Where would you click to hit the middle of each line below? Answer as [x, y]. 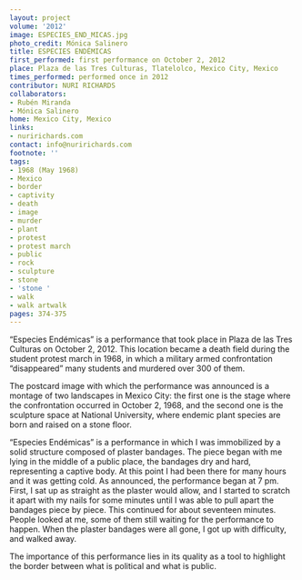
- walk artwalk [38, 305]
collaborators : [38, 94]
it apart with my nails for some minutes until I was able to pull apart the [142, 500]
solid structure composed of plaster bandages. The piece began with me [146, 452]
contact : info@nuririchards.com [70, 145]
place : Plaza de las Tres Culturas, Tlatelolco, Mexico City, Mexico [144, 69]
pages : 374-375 [38, 314]
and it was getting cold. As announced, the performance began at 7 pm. [144, 481]
